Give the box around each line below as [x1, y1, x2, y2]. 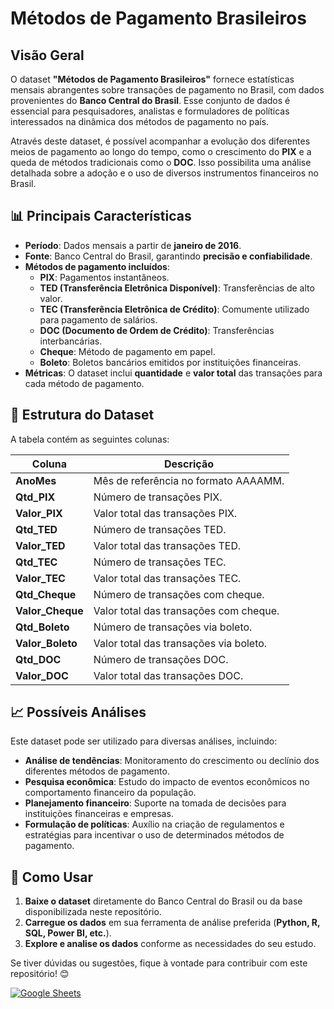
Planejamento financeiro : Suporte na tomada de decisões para [24, 797, 287, 809]
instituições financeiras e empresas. [24, 808, 174, 820]
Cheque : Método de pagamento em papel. [39, 345, 216, 357]
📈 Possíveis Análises [10, 704, 147, 721]
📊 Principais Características [10, 208, 192, 225]
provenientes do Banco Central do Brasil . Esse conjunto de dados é [10, 95, 291, 106]
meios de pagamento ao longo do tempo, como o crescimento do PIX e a [10, 146, 312, 157]
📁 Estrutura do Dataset [10, 407, 155, 424]
